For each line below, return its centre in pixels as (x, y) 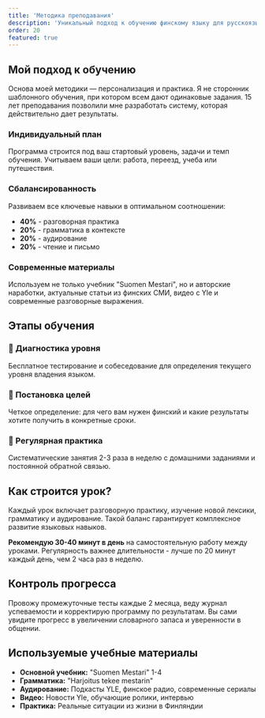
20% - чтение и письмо (60, 247)
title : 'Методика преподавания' (61, 15)
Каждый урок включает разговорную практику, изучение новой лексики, (132, 510)
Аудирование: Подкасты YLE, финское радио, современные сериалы (138, 689)
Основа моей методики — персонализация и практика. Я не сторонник (129, 89)
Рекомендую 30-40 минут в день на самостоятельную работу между (128, 542)
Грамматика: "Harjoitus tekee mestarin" (86, 680)
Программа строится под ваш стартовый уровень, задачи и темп (119, 152)
